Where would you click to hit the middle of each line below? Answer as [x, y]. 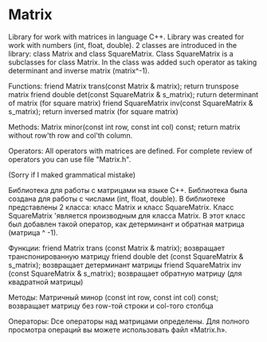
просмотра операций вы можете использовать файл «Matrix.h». [118, 329]
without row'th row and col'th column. [71, 135]
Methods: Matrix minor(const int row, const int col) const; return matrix [124, 127]
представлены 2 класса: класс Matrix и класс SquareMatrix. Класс [121, 207]
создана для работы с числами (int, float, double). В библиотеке [117, 199]
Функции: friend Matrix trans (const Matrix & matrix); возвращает [117, 248]
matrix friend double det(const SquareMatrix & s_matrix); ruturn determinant [133, 94]
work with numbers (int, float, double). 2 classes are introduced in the [123, 45]
